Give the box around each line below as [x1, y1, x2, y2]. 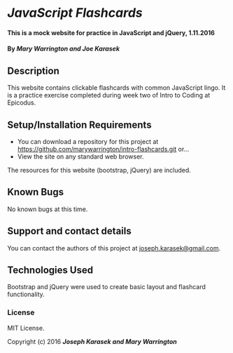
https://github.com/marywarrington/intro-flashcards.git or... [17, 145, 190, 153]
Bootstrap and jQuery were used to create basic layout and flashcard [7, 283, 206, 291]
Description [7, 65, 59, 76]
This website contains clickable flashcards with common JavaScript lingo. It [7, 84, 226, 92]
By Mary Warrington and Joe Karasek [7, 44, 120, 53]
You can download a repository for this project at [17, 138, 159, 145]
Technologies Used [7, 265, 93, 277]
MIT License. [7, 324, 45, 332]
